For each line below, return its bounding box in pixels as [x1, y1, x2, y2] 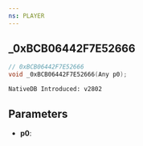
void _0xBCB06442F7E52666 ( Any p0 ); [8, 70, 128, 79]
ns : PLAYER [8, 11, 45, 20]
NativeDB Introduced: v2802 [8, 86, 103, 94]
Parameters [8, 106, 68, 121]
